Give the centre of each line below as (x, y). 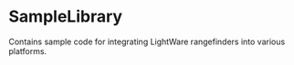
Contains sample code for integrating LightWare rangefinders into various (147, 42)
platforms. (28, 51)
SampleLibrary (66, 17)
